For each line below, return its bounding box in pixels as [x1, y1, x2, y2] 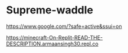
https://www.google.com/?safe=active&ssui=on [6, 23, 122, 30]
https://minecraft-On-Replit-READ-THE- [6, 34, 103, 41]
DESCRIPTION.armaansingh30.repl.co [6, 40, 99, 47]
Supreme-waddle [6, 3, 93, 17]
